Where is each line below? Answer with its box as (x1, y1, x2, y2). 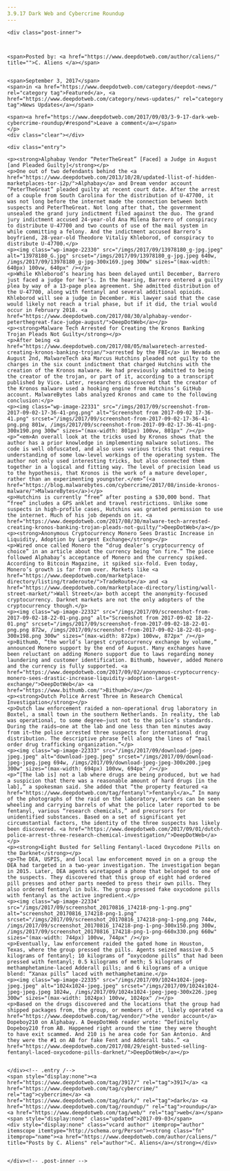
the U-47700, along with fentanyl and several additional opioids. (7, 288, 205, 295)
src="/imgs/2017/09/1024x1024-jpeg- (102, 977, 208, 983)
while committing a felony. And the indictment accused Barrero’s (7, 228, 202, 235)
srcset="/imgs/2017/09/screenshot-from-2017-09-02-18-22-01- (32, 620, 211, 628)
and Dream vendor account (118, 180, 193, 187)
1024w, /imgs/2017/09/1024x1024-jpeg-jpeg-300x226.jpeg (53, 988, 217, 995)
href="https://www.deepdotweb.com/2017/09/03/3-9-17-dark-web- (34, 113, 220, 121)
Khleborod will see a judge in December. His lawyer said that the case (7, 294, 220, 301)
